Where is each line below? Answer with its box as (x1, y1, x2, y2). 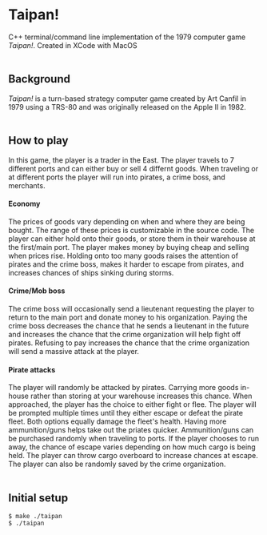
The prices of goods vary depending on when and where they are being (8, 216, 245, 226)
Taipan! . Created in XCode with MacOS (8, 40, 137, 50)
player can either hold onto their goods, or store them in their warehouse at (8, 234, 256, 243)
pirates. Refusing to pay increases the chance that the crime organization (8, 338, 250, 348)
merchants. (8, 180, 46, 190)
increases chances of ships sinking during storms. (8, 267, 174, 277)
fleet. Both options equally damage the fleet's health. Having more (8, 416, 227, 426)
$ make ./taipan (8, 512, 62, 520)
